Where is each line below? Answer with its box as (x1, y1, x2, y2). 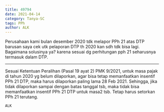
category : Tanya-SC (5, 16, 45, 21)
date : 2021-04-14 (5, 12, 41, 17)
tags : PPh (5, 20, 25, 26)
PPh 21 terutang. (5, 94, 38, 100)
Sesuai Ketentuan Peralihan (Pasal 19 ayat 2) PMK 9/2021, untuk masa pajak (5, 68, 158, 74)
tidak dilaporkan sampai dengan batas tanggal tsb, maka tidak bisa (5, 84, 140, 90)
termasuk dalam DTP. (5, 54, 48, 60)
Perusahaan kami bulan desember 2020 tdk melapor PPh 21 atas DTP (5, 38, 145, 44)
